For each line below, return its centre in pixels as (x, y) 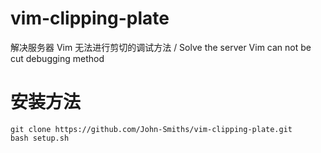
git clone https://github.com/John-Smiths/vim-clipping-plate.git (151, 129)
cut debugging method (57, 58)
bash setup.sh (40, 138)
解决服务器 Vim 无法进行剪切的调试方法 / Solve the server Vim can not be (161, 47)
